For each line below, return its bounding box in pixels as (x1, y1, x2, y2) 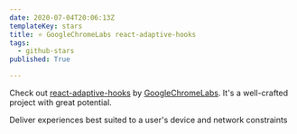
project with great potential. (9, 97, 113, 108)
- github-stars (17, 47, 75, 56)
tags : (9, 38, 30, 48)
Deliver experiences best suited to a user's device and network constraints (9, 114, 288, 125)
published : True (9, 55, 70, 64)
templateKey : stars (9, 22, 83, 31)
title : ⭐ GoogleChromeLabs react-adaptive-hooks (9, 30, 197, 39)
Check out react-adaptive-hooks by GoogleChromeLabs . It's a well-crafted (9, 87, 289, 98)
